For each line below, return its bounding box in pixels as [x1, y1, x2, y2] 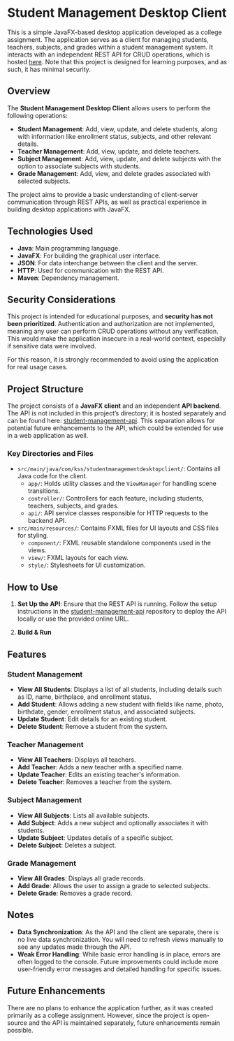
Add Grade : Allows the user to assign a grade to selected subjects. [17, 881, 210, 889]
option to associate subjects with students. [17, 162, 141, 170]
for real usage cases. [7, 363, 68, 371]
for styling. [17, 531, 49, 540]
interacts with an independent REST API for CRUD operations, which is [7, 50, 210, 59]
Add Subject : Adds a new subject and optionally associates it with [17, 818, 208, 827]
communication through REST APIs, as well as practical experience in [7, 198, 207, 206]
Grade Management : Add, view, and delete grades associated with [17, 169, 211, 177]
